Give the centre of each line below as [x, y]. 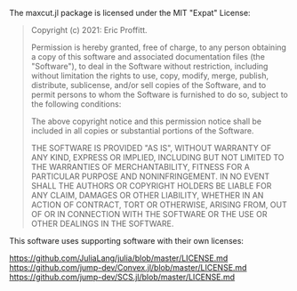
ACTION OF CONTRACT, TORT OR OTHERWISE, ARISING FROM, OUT [159, 205]
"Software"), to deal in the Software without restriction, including [149, 66]
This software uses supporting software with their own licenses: [127, 241]
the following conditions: [76, 104]
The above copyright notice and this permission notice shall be [146, 121]
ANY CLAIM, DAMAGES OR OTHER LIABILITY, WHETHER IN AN [147, 195]
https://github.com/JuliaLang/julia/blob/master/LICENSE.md [119, 258]
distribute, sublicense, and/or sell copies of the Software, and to [148, 85]
